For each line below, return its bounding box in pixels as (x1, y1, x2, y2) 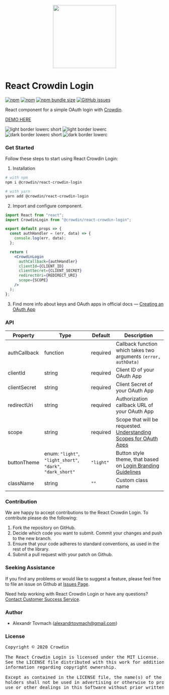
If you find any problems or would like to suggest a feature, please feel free (5, 575, 161, 581)
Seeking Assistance (5, 564, 55, 571)
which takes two (115, 347, 154, 354)
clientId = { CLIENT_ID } (18, 263, 64, 269)
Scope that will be (115, 416, 158, 423)
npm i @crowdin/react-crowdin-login (5, 180, 82, 185)
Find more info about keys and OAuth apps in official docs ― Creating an (12, 301, 164, 307)
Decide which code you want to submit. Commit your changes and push (12, 530, 162, 536)
